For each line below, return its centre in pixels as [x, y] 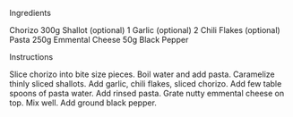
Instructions [31, 57]
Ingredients [30, 13]
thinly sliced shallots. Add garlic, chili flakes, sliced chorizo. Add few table [146, 84]
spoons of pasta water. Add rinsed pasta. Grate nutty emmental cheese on [147, 93]
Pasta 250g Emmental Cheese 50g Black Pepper [99, 40]
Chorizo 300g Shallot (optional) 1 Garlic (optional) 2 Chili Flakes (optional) [145, 30]
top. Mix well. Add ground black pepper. [83, 103]
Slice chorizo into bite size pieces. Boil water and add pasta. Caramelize [142, 74]
